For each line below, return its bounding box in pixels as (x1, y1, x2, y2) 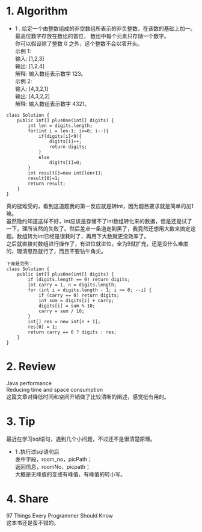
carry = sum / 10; (38, 308, 85, 314)
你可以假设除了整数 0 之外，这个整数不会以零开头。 (14, 40, 143, 47)
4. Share (6, 492, 49, 506)
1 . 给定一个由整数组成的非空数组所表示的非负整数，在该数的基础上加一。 (14, 25, 196, 32)
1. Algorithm (6, 4, 68, 18)
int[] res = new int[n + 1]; (28, 318, 101, 324)
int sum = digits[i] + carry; (38, 297, 114, 303)
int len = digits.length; (28, 122, 93, 129)
